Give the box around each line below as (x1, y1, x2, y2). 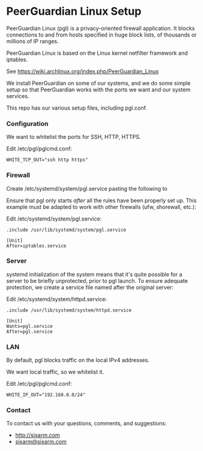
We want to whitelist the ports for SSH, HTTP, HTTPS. (6, 133, 141, 141)
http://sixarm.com (15, 431, 60, 439)
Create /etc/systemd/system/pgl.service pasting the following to (6, 185, 168, 192)
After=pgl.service (6, 328, 53, 335)
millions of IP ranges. (6, 37, 59, 44)
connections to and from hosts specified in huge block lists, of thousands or (6, 31, 197, 38)
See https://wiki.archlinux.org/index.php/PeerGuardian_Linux (6, 68, 159, 75)
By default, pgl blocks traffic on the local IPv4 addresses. (6, 357, 150, 364)
